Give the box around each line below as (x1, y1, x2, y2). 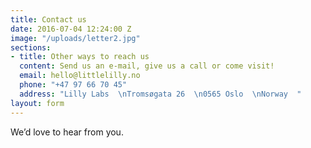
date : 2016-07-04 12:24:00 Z (10, 24, 132, 34)
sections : (10, 42, 52, 53)
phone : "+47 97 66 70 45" (19, 80, 128, 90)
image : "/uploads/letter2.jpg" (10, 33, 141, 43)
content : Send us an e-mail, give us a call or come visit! (19, 61, 275, 71)
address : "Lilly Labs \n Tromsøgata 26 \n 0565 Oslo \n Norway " (19, 89, 302, 99)
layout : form (10, 98, 65, 108)
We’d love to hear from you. (10, 126, 124, 138)
